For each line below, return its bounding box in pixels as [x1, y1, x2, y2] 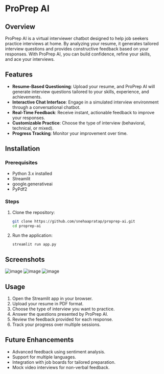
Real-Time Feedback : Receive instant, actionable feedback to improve [12, 109, 155, 115]
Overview [5, 23, 36, 31]
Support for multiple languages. [12, 354, 76, 360]
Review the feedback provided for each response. [12, 317, 114, 323]
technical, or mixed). [12, 125, 54, 131]
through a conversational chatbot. [12, 104, 81, 110]
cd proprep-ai [12, 224, 41, 228]
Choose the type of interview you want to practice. [12, 306, 115, 312]
